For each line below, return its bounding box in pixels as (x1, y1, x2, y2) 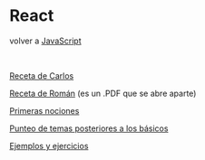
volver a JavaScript (9, 35, 82, 46)
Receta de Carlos (9, 70, 74, 81)
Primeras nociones (9, 105, 80, 116)
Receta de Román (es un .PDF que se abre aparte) (9, 88, 197, 99)
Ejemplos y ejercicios (9, 140, 89, 151)
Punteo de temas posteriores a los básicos (9, 123, 169, 134)
